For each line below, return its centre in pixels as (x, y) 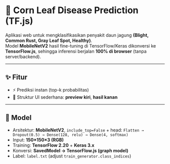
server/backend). (23, 56)
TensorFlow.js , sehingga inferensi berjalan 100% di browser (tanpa (76, 51)
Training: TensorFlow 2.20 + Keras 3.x (53, 145)
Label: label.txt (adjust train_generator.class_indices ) (72, 156)
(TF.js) (19, 21)
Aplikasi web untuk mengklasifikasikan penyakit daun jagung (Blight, (77, 35)
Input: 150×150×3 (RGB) (38, 140)
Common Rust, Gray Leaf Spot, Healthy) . (49, 40)
